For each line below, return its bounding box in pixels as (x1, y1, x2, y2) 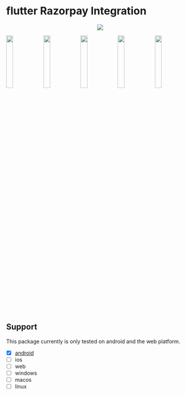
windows (14, 369, 38, 377)
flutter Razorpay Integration (6, 4, 147, 18)
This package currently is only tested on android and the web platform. (6, 338, 181, 345)
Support (6, 322, 38, 332)
